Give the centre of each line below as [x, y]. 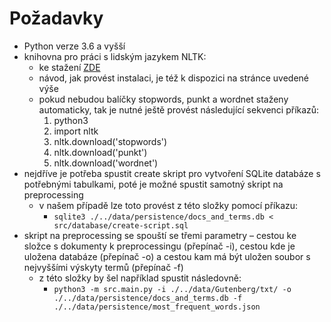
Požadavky [56, 18]
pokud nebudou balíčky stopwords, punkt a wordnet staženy [163, 99]
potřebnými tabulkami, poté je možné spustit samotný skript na [153, 184]
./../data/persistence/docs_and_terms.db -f [148, 298]
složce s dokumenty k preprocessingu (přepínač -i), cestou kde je [159, 246]
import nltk [76, 131]
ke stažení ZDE [69, 67]
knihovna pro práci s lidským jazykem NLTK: [115, 56]
